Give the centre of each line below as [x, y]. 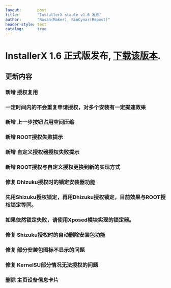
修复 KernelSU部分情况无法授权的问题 [52, 265]
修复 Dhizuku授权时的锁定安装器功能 [50, 182]
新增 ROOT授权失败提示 [34, 137]
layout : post [26, 10]
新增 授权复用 [22, 92]
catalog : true [26, 29]
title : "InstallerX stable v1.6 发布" [54, 15]
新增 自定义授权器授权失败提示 [42, 152]
